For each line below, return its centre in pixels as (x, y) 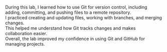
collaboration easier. (26, 33)
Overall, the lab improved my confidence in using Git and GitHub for (75, 39)
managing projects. (25, 44)
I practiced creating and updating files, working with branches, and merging (83, 18)
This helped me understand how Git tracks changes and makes (70, 28)
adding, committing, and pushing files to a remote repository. (68, 12)
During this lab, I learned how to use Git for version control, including (76, 7)
